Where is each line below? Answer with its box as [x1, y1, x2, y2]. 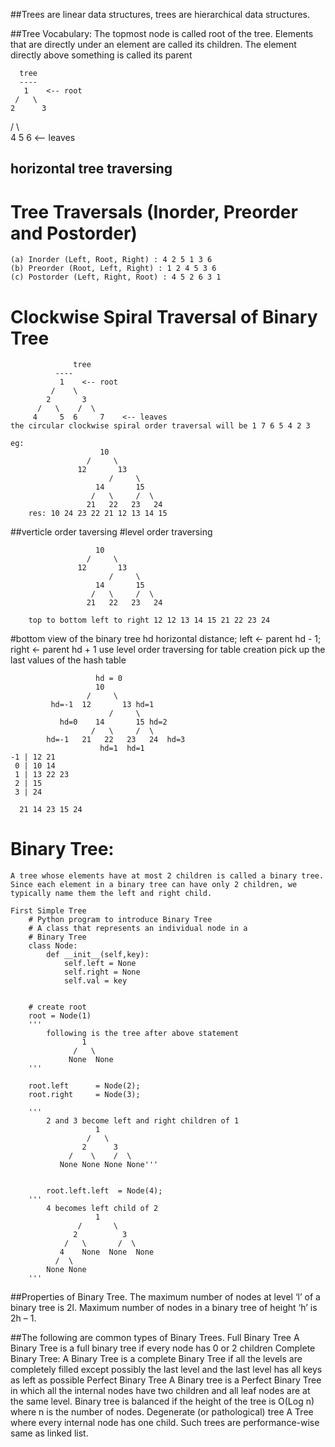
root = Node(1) [28, 1011, 92, 1021]
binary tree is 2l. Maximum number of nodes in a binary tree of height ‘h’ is [10, 1302, 318, 1314]
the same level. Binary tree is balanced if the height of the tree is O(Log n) [10, 1395, 315, 1408]
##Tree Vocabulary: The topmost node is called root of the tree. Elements [10, 28, 314, 39]
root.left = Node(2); [28, 1081, 141, 1091]
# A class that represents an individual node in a [28, 924, 248, 934]
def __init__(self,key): [46, 950, 150, 960]
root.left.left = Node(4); [46, 1186, 163, 1196]
